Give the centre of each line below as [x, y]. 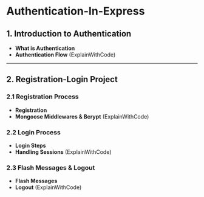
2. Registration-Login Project [62, 79]
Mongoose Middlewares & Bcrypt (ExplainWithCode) [82, 116]
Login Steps [31, 145]
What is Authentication [45, 48]
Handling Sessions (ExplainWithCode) [63, 152]
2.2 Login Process [33, 132]
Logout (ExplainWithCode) [48, 187]
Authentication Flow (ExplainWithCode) [65, 55]
